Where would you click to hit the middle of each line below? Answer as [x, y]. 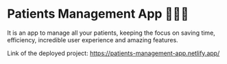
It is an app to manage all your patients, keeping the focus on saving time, [111, 33]
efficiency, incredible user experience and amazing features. [93, 39]
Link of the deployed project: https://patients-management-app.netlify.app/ [113, 53]
